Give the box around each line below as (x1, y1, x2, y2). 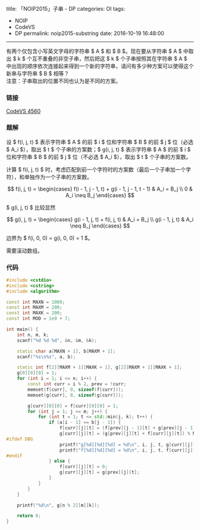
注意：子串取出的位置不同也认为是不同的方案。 (6, 77, 121, 85)
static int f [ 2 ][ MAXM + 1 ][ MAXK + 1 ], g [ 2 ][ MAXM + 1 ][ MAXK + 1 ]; (17, 364, 183, 370)
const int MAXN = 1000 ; (6, 299, 65, 305)
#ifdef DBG (6, 436, 33, 442)
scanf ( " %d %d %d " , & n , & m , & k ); (17, 337, 97, 344)
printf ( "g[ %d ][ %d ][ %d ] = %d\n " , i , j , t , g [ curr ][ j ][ (59, 441, 196, 448)
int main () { (6, 326, 39, 332)
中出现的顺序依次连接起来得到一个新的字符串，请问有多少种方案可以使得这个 (6, 63, 194, 70)
